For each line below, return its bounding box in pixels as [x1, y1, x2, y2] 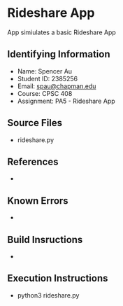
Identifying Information [7, 48, 110, 60]
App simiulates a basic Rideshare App [7, 28, 117, 36]
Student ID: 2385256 [17, 74, 78, 83]
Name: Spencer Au [17, 67, 72, 75]
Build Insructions [7, 233, 83, 246]
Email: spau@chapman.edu [17, 82, 96, 90]
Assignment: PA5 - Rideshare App [17, 97, 115, 105]
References [7, 155, 59, 167]
